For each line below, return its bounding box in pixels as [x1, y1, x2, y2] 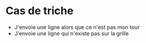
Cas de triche [5, 4, 74, 18]
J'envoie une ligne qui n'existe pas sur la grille [14, 29, 129, 37]
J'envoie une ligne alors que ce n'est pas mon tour [14, 24, 140, 31]
